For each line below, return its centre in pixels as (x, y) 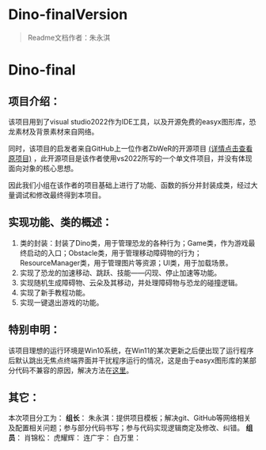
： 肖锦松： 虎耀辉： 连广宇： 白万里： (78, 438)
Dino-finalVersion (68, 15)
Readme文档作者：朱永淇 (69, 37)
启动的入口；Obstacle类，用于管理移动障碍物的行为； (114, 253)
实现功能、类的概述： (60, 222)
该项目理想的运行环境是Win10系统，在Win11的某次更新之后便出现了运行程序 (131, 350)
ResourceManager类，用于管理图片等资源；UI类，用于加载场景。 (126, 262)
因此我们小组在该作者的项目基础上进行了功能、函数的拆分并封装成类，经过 (129, 185)
